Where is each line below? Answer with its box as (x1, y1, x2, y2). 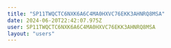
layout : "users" (7, 30, 55, 37)
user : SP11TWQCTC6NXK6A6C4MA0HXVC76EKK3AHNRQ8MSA (7, 23, 156, 30)
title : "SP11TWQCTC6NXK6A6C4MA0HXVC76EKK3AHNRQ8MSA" (7, 10, 165, 18)
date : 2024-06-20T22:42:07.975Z (7, 17, 102, 24)
